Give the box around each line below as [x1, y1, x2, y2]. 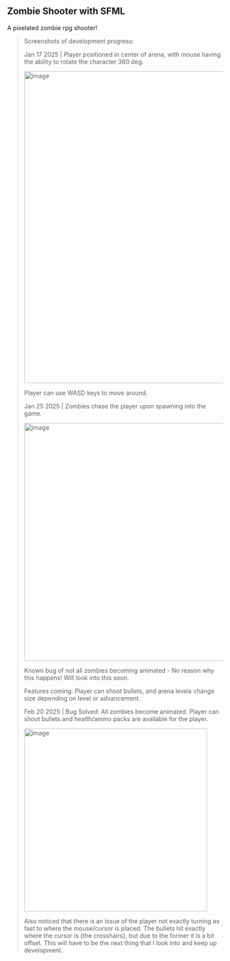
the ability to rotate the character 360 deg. [23, 58, 144, 66]
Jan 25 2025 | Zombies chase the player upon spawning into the [23, 402, 207, 410]
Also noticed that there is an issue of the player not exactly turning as [23, 916, 220, 925]
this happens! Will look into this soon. [23, 673, 129, 681]
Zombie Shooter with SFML [7, 5, 125, 17]
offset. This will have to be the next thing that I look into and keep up [23, 938, 217, 947]
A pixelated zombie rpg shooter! [7, 23, 98, 32]
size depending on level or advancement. [23, 694, 141, 702]
